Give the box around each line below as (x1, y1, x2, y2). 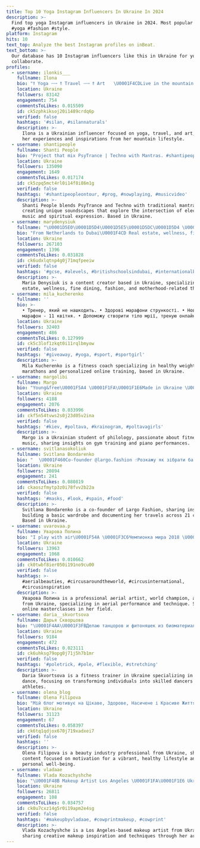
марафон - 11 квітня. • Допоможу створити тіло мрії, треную (21, 313, 177, 319)
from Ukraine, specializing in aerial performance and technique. (21, 600, 190, 607)
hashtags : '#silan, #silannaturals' (17, 120, 108, 126)
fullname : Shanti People (17, 147, 79, 153)
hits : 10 (6, 36, 28, 42)
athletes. (21, 684, 46, 690)
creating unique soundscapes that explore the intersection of (21, 208, 183, 214)
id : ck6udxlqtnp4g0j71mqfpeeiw (17, 258, 95, 264)
